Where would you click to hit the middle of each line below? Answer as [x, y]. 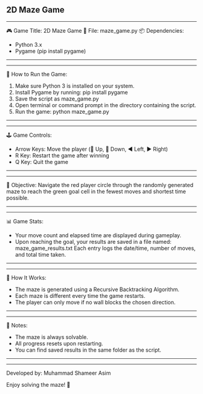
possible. [18, 198]
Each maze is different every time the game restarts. [80, 295]
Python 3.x [28, 44]
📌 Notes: [17, 325]
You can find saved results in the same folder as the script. [88, 350]
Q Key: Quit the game [41, 162]
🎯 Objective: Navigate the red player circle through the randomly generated [100, 185]
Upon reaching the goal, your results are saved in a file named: [93, 241]
